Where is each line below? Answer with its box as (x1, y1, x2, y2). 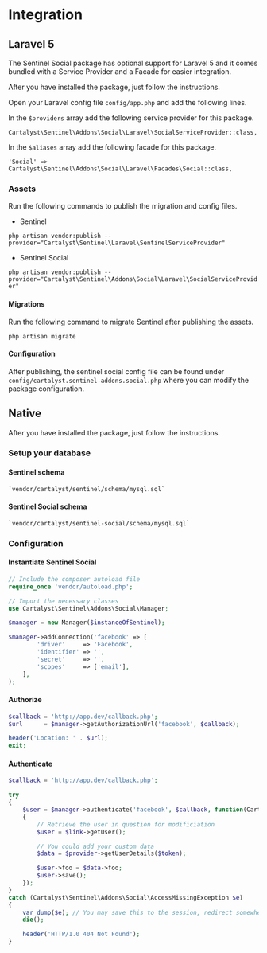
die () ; (22, 916, 44, 924)
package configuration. (8, 384, 85, 393)
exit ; (8, 742, 26, 750)
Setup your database (8, 447, 91, 459)
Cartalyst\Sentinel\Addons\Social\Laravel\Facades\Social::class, (8, 165, 233, 173)
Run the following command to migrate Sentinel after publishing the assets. (8, 317, 254, 326)
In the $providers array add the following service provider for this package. (8, 113, 254, 123)
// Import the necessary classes (8, 597, 119, 605)
